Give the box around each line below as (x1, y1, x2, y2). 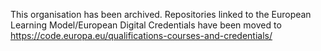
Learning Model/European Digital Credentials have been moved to (10, 19, 282, 31)
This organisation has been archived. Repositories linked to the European (10, 9, 312, 20)
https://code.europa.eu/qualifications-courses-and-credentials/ (10, 30, 273, 41)
